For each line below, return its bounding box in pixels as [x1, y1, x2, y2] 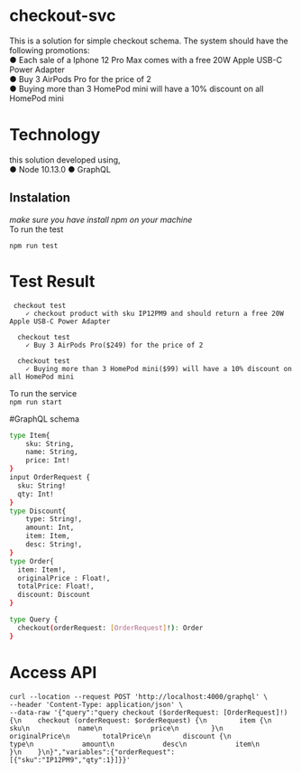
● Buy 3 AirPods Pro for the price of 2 [9, 73, 151, 84]
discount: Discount [17, 591, 91, 600]
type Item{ [9, 431, 50, 440]
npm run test [9, 241, 59, 250]
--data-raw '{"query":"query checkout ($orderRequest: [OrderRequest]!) [9, 708, 288, 717]
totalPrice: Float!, [17, 582, 95, 591]
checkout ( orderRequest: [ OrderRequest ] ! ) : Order [17, 623, 204, 632]
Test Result [9, 271, 96, 292]
